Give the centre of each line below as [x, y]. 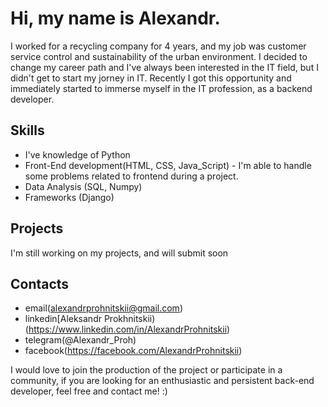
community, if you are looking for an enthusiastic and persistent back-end [162, 381]
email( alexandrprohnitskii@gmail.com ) [103, 308]
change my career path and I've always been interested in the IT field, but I [164, 67]
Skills [27, 130]
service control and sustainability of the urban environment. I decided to [159, 56]
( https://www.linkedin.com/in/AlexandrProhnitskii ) [127, 329]
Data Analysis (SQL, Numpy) [83, 186]
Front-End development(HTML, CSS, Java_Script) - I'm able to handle [168, 165]
